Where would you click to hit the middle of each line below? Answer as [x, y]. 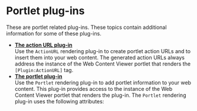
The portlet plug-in [38, 76]
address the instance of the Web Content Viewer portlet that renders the [102, 64]
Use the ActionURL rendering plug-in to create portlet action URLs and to [102, 51]
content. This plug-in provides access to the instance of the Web [93, 89]
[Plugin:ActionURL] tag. [44, 70]
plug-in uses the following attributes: [59, 101]
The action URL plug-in [43, 45]
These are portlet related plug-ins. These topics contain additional [86, 27]
